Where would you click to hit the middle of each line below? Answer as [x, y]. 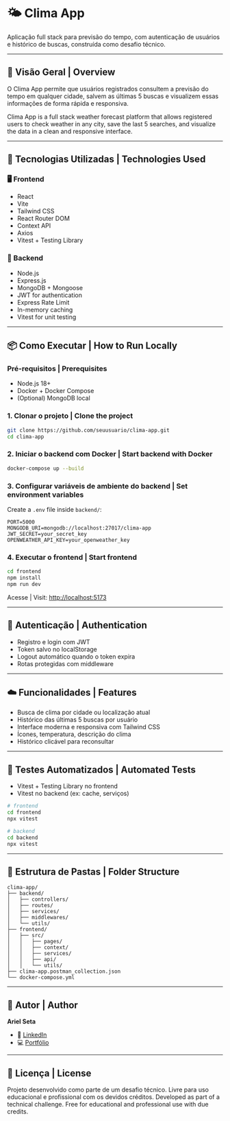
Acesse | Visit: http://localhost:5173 [57, 597]
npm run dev [24, 584]
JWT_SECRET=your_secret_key [47, 534]
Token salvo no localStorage [57, 649]
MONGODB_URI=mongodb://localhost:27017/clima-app [79, 528]
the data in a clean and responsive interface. [70, 131]
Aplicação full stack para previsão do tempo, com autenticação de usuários [114, 37]
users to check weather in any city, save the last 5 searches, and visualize [112, 123]
